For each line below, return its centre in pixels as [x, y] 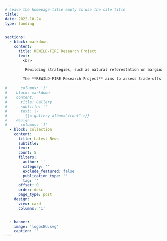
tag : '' [31, 181]
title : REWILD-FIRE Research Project [57, 51]
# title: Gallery [29, 102]
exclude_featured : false [49, 171]
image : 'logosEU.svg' [36, 226]
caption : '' [26, 231]
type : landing [20, 24]
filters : [27, 157]
